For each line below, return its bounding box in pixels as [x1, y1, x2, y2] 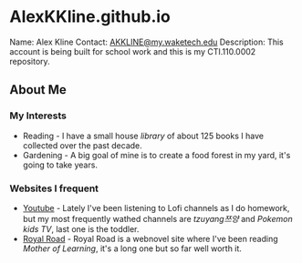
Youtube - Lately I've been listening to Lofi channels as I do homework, [22, 202, 290, 213]
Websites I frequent [9, 182, 99, 195]
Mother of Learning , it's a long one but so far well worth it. [22, 243, 242, 254]
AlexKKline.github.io [9, 6, 171, 27]
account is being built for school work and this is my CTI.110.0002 [9, 46, 256, 56]
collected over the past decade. [22, 139, 143, 151]
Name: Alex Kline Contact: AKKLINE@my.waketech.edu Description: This [9, 36, 285, 47]
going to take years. [22, 159, 99, 170]
